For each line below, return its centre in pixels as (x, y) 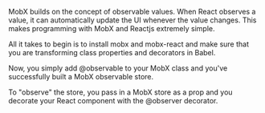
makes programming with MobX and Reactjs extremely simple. (112, 28)
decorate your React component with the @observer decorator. (113, 101)
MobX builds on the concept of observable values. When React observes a (132, 12)
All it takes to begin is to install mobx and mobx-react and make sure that (129, 44)
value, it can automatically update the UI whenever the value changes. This (132, 20)
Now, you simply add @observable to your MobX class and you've (118, 68)
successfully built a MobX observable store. (81, 77)
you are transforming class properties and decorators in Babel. (112, 52)
